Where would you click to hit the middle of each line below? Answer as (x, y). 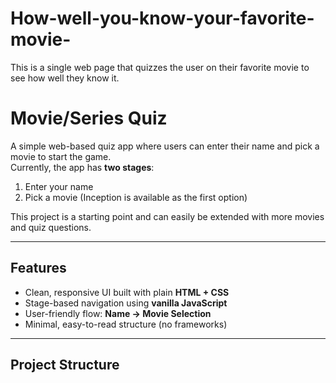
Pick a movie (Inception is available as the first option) (136, 197)
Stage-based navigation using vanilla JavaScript (126, 303)
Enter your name (59, 186)
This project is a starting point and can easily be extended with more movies (167, 216)
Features (38, 268)
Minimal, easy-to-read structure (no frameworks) (126, 324)
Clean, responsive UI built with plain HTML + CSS (127, 292)
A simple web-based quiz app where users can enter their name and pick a (165, 146)
